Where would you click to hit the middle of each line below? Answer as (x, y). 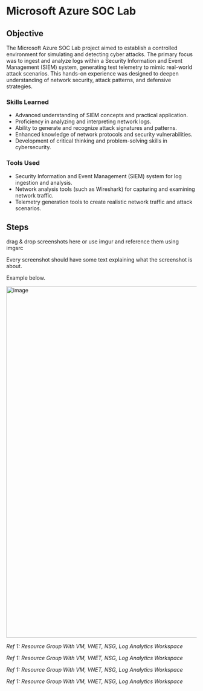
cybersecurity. (33, 147)
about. (14, 266)
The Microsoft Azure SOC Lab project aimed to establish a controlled (92, 48)
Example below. (26, 278)
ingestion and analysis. (43, 182)
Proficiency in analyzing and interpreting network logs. (83, 121)
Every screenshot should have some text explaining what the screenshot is (99, 260)
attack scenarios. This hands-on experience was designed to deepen (93, 73)
